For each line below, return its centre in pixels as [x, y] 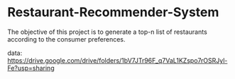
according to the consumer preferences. [66, 39]
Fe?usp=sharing [31, 68]
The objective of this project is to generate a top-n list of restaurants [107, 32]
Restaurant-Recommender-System [113, 12]
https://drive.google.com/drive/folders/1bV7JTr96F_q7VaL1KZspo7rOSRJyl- [117, 60]
